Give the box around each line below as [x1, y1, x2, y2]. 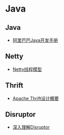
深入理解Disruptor [12, 124, 50, 130]
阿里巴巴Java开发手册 [12, 37, 58, 43]
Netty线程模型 [12, 66, 42, 72]
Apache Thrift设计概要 [12, 95, 59, 101]
